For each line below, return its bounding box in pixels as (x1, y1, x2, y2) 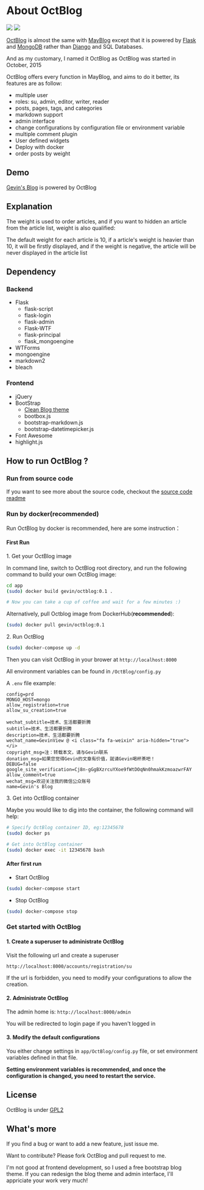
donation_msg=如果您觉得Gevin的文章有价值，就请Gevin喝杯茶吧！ (6, 756, 155, 762)
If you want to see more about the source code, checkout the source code (6, 488, 193, 495)
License (6, 1090, 37, 1100)
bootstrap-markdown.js (24, 419, 83, 426)
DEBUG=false (6, 761, 37, 767)
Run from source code (6, 474, 74, 482)
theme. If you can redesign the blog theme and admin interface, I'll (6, 1170, 174, 1177)
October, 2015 (6, 61, 42, 68)
